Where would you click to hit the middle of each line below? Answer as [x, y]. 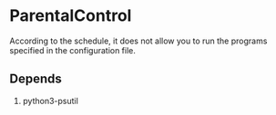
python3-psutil [51, 101]
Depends [36, 79]
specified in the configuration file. [73, 50]
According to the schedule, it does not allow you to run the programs [138, 41]
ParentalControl [71, 16]
